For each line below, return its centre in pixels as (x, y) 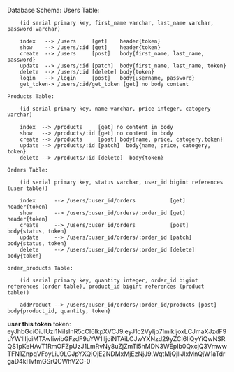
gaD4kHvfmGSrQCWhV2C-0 (49, 361)
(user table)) (28, 188)
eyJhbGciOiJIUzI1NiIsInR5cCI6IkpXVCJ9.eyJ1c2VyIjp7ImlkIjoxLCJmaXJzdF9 (117, 331)
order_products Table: (40, 268)
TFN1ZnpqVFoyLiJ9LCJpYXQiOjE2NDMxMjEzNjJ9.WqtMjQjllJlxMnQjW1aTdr (116, 354)
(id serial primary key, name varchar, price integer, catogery (115, 109)
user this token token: (39, 324)
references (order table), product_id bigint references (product (106, 287)
